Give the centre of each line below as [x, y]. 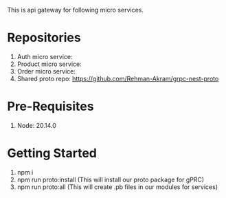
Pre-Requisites [50, 107]
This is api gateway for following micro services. [76, 10]
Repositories [44, 38]
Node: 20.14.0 [37, 125]
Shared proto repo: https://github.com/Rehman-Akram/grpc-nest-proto [118, 78]
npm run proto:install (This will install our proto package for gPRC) [111, 179]
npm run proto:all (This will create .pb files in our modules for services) [117, 187]
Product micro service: [49, 64]
